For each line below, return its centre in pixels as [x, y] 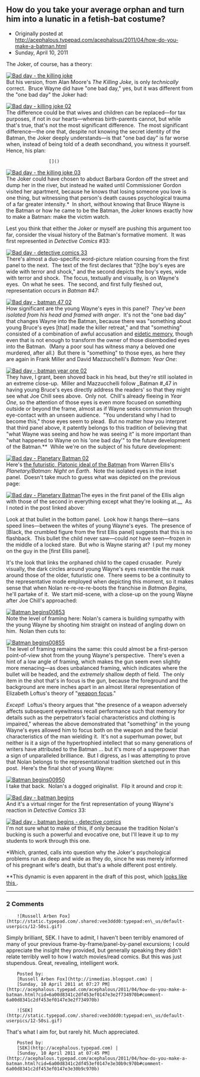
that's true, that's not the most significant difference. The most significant [97, 125]
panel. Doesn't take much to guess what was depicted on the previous [93, 477]
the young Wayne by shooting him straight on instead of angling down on [96, 625]
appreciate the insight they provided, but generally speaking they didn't [94, 951]
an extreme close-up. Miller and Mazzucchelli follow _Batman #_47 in [92, 383]
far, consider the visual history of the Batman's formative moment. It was [96, 234]
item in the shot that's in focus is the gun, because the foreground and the [97, 680]
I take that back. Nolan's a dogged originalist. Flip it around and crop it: [95, 786]
